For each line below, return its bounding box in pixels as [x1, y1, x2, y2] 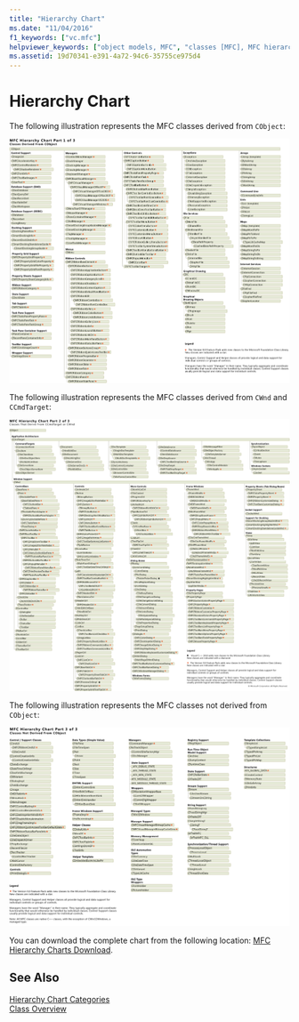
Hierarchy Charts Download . [9, 945, 114, 955]
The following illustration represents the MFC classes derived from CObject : [9, 121, 287, 132]
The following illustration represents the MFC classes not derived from [9, 700, 268, 711]
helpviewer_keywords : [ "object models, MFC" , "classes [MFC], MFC [9, 43, 261, 52]
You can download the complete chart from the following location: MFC [9, 935, 271, 946]
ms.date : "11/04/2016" [9, 23, 93, 33]
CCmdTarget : [9, 401, 52, 412]
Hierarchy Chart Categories [9, 994, 110, 1004]
